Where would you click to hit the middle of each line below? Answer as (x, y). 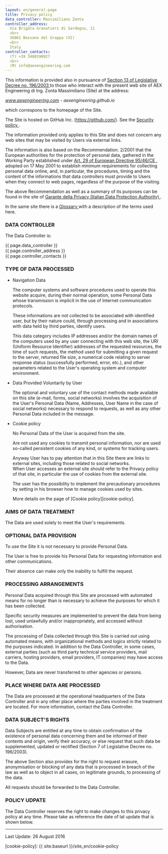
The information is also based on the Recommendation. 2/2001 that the (78, 150)
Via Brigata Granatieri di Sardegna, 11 (52, 29)
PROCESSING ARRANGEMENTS (44, 584)
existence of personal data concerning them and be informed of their (76, 736)
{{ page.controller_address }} (35, 251)
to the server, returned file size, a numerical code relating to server (81, 357)
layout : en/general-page (31, 10)
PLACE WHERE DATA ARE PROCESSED (53, 685)
